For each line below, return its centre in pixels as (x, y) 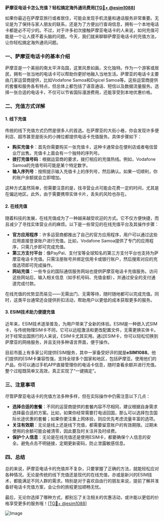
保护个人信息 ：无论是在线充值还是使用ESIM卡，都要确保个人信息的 (79, 437)
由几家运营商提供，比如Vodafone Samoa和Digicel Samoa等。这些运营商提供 (82, 80)
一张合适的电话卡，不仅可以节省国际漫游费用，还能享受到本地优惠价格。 (82, 92)
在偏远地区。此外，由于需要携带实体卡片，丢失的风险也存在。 (67, 194)
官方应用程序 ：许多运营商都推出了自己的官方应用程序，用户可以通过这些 (85, 235)
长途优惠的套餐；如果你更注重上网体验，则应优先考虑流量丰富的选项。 (87, 419)
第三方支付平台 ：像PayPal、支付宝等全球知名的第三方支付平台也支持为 (83, 253)
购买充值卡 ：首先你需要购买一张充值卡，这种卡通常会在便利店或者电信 (83, 147)
